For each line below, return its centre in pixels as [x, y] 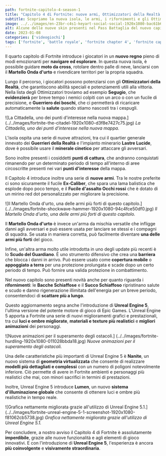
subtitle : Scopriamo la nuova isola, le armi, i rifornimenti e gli [77, 19]
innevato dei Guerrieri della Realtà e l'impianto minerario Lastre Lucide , [79, 143]
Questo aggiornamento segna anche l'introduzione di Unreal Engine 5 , [77, 305]
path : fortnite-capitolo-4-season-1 [43, 10]
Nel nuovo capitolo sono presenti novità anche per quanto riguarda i [74, 280]
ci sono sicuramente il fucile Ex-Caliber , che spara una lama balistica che [80, 183]
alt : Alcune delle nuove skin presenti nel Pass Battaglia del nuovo [78, 28]
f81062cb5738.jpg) [24, 417]
